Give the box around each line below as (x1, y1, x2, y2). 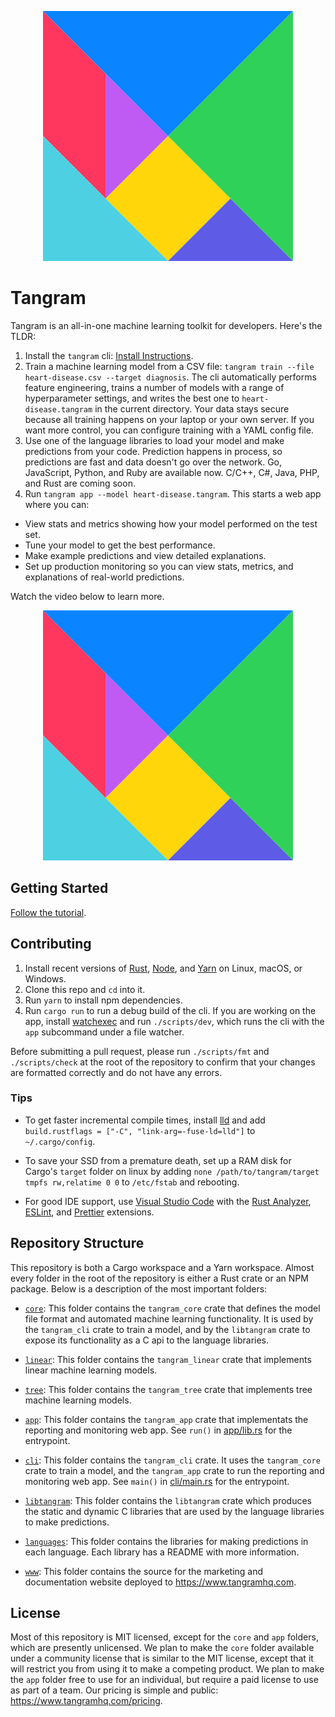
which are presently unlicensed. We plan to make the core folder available (10, 1642, 315, 1654)
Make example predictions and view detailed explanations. (24, 549, 267, 561)
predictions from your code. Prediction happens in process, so (24, 445, 283, 457)
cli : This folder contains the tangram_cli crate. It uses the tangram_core (24, 1454, 321, 1466)
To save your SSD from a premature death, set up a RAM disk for (24, 1154, 292, 1166)
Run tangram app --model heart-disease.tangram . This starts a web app (24, 487, 322, 500)
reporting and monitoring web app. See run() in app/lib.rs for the (24, 1424, 293, 1436)
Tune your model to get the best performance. (24, 539, 216, 551)
